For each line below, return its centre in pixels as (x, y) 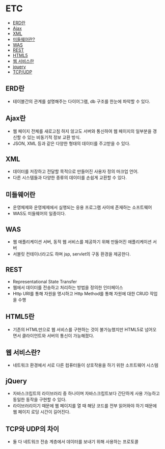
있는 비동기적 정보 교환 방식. (54, 137)
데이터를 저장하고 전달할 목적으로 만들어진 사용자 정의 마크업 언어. (76, 171)
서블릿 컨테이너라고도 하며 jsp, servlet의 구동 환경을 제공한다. (72, 254)
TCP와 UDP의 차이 (32, 429)
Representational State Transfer (45, 281)
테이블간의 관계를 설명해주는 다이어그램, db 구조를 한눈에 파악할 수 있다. (81, 101)
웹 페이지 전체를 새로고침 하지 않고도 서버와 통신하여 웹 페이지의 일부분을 (82, 131)
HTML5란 (20, 317)
